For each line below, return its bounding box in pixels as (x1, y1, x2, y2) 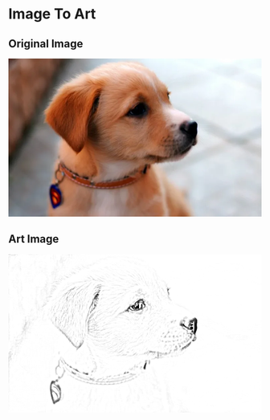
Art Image (8, 232, 59, 246)
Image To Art (8, 5, 96, 23)
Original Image (8, 37, 84, 51)
